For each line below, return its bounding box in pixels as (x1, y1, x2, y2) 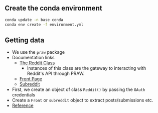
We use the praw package (12, 49, 65, 55)
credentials (12, 92, 36, 98)
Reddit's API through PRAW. (27, 70, 85, 77)
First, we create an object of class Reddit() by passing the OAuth (12, 86, 145, 92)
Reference (12, 102, 34, 108)
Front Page (19, 76, 43, 82)
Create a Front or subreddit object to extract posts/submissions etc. (12, 97, 153, 103)
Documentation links (12, 55, 55, 61)
